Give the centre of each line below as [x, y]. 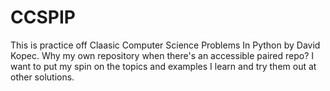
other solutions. [42, 77]
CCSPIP [43, 17]
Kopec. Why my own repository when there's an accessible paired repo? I [162, 55]
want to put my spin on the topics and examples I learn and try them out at [163, 66]
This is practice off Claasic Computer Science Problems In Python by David [165, 45]
